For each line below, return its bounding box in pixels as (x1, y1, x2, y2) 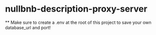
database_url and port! (5, 24, 51, 30)
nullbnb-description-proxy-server (5, 3, 148, 15)
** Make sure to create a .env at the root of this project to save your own (5, 19, 152, 25)
